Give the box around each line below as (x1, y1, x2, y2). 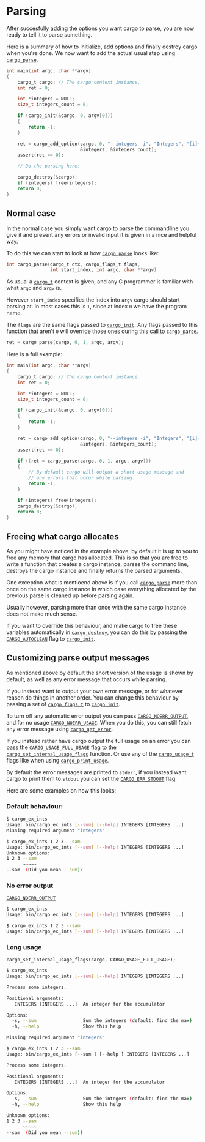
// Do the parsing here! (17, 163, 81, 170)
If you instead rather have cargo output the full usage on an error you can (6, 737, 191, 744)
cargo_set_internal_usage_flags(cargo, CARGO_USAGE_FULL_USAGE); (6, 957, 176, 963)
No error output (6, 881, 54, 890)
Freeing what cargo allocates (6, 531, 119, 542)
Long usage (6, 942, 42, 951)
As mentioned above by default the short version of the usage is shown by (6, 669, 193, 676)
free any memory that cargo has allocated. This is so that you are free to (6, 554, 188, 561)
